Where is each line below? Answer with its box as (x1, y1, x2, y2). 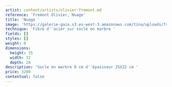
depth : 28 (10, 60, 31, 65)
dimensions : (5, 46, 31, 51)
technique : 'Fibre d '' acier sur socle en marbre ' (5, 27, 116, 32)
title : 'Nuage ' (5, 17, 40, 22)
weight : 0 (5, 41, 27, 46)
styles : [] (5, 36, 29, 41)
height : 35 (10, 50, 33, 55)
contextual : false (5, 74, 45, 79)
